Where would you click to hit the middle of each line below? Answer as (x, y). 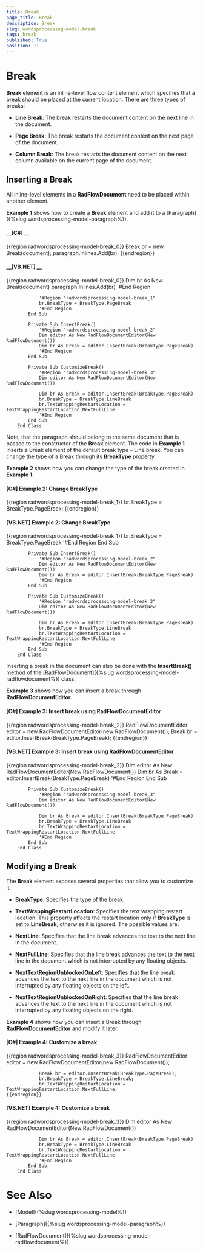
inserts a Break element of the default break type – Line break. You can (95, 450)
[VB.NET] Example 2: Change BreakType (58, 522)
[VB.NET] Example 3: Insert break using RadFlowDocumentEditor (90, 751)
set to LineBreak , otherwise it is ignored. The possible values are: (97, 924)
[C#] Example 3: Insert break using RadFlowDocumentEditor (84, 711)
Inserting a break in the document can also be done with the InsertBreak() (99, 666)
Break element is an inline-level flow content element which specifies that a (101, 92)
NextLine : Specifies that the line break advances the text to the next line (105, 936)
